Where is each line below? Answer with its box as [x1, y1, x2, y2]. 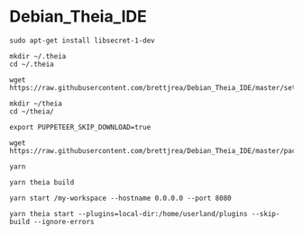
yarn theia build [9, 177, 75, 186]
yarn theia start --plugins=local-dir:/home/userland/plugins [9, 209, 248, 218]
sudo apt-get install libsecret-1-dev [9, 36, 155, 45]
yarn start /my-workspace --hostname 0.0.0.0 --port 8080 [9, 194, 232, 203]
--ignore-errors [32, 217, 95, 226]
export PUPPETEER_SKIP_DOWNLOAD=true [9, 122, 151, 131]
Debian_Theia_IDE [9, 6, 147, 27]
